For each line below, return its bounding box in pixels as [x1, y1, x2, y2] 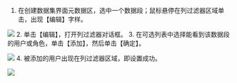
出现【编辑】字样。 [30, 15, 87, 23]
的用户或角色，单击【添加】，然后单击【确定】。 [7, 39, 145, 48]
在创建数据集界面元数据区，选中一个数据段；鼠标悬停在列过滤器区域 [17, 6, 218, 14]
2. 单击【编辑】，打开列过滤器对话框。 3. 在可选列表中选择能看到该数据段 [16, 31, 230, 38]
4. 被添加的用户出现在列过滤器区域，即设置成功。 [16, 54, 162, 62]
